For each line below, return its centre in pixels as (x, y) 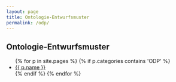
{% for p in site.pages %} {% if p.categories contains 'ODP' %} (92, 61)
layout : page (22, 12)
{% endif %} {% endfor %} (48, 74)
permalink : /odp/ (28, 23)
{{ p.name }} (30, 67)
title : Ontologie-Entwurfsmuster (48, 17)
